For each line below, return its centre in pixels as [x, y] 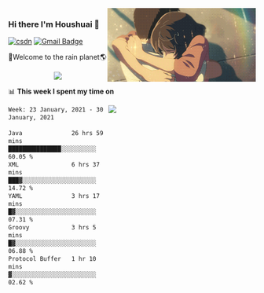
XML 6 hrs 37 [54, 165]
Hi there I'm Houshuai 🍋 [54, 24]
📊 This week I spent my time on [61, 92]
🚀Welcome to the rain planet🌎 [57, 57]
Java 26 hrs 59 [56, 134]
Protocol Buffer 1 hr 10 [52, 259]
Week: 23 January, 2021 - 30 [56, 110]
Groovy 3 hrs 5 [52, 228]
